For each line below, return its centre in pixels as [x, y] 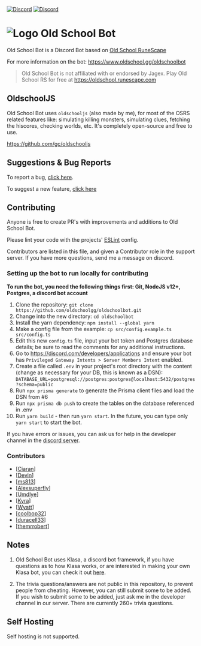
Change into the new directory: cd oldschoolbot [74, 316]
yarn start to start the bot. [49, 422]
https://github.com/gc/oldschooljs [49, 143]
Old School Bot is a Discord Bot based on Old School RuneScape [87, 50]
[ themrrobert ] [32, 526]
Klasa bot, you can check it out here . [61, 572]
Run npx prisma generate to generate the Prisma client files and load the [105, 390]
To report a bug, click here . [40, 177]
